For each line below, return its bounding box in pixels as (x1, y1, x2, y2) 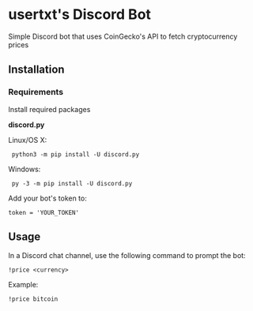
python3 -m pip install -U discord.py (11, 150, 140, 159)
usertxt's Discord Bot (8, 6, 152, 24)
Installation (8, 63, 65, 77)
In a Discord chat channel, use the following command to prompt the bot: (8, 251, 247, 260)
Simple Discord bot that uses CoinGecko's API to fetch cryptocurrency (8, 32, 238, 41)
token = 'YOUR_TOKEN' (8, 208, 80, 216)
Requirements (8, 87, 64, 98)
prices (8, 39, 29, 49)
